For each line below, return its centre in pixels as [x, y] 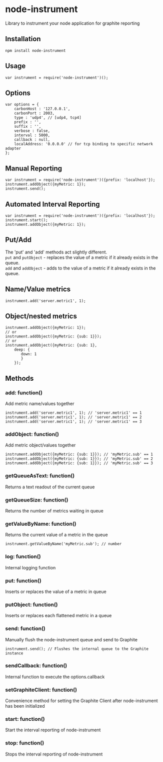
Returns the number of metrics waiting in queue [54, 511]
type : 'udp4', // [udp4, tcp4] [48, 118]
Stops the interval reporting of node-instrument [54, 754]
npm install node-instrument [35, 51]
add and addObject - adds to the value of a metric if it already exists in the [80, 268]
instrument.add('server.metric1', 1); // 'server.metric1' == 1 [73, 413]
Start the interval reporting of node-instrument [53, 730]
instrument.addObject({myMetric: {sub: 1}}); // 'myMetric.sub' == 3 [79, 463]
